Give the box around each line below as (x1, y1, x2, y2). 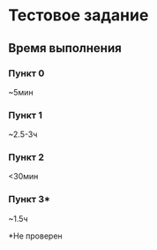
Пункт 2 (8, 151, 45, 163)
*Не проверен (8, 231, 63, 241)
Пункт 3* (8, 193, 50, 206)
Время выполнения (8, 41, 123, 56)
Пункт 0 (8, 67, 45, 80)
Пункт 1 (8, 109, 43, 121)
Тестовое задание (8, 5, 149, 26)
